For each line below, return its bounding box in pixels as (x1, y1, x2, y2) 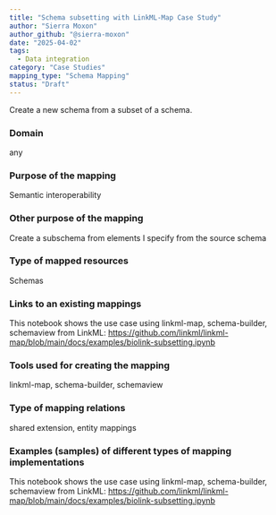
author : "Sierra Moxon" (9, 21, 98, 30)
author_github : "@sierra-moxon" (9, 30, 130, 39)
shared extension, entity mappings (9, 422, 137, 433)
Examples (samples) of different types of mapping (9, 444, 232, 457)
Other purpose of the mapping (9, 212, 144, 225)
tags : (9, 47, 29, 56)
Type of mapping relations (9, 402, 126, 415)
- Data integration (17, 55, 90, 64)
